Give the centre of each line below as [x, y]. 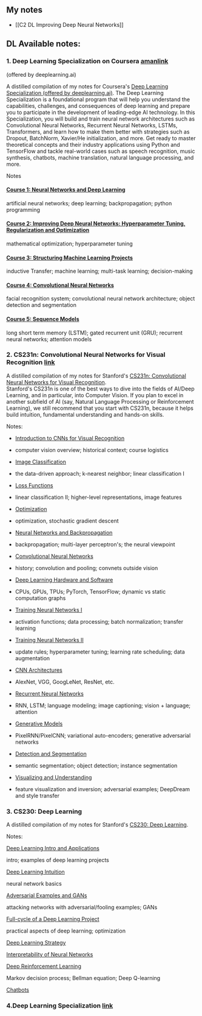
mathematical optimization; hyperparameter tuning [70, 244]
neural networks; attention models [49, 339]
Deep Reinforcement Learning [44, 966]
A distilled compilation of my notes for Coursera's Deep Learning [87, 86]
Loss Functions [34, 485]
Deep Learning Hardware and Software [64, 580]
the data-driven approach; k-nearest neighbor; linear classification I [100, 473]
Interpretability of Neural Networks [50, 954]
